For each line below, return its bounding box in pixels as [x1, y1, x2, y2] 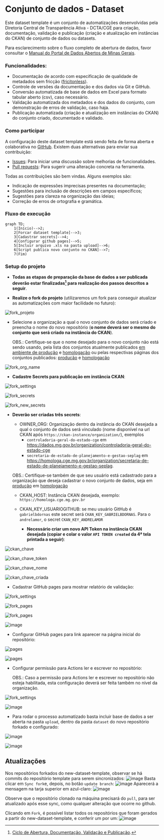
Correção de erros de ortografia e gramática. [12, 198, 103, 204]
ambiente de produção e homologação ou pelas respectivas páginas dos [12, 349, 159, 355]
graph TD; [5, 222, 25, 227]
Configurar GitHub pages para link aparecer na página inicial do [12, 631, 141, 637]
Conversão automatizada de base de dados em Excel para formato [12, 89, 147, 95]
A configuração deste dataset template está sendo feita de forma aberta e [5, 138, 154, 144]
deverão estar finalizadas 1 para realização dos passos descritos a [12, 280, 149, 286]
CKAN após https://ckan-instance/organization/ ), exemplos [19, 432, 144, 437]
